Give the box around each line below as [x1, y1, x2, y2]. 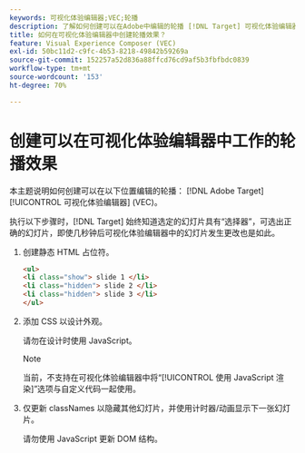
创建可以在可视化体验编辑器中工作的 [9, 131, 280, 151]
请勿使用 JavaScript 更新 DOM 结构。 [22, 433, 163, 444]
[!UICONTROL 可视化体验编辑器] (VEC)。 [9, 196, 162, 207]
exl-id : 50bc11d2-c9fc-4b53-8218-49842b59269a [9, 47, 189, 56]
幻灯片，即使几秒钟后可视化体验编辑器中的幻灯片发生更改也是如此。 [25, 227, 280, 238]
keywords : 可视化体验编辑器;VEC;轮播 [9, 13, 139, 23]
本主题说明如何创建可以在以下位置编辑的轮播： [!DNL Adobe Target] [9, 185, 265, 196]
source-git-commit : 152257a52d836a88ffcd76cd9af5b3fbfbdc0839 [9, 55, 250, 64]
